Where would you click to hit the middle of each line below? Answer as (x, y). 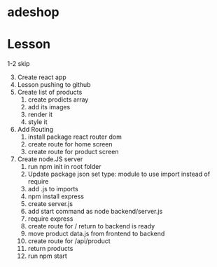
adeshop (33, 12)
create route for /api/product (69, 241)
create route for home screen (70, 144)
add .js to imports (53, 189)
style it (37, 122)
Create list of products (50, 93)
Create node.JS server (50, 159)
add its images (49, 107)
